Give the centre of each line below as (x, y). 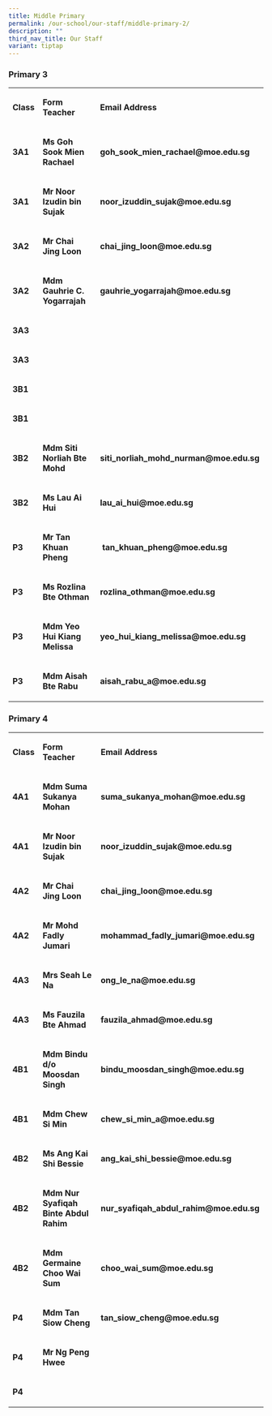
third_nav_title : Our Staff (56, 39)
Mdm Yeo (61, 627)
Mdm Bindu (65, 1053)
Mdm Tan (61, 1312)
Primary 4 (28, 719)
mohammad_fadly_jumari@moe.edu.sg (178, 935)
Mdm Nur (61, 1193)
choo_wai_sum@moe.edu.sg (157, 1268)
